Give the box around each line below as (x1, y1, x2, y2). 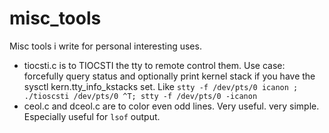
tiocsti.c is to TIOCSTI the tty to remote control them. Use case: (23, 59, 286, 71)
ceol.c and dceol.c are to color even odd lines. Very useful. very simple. (23, 100, 320, 112)
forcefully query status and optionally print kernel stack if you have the (23, 70, 316, 82)
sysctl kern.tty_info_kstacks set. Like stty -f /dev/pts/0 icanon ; (23, 80, 299, 92)
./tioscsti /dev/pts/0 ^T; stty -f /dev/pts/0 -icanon (23, 91, 258, 101)
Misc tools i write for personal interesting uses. (9, 40, 202, 52)
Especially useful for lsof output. (23, 110, 161, 122)
